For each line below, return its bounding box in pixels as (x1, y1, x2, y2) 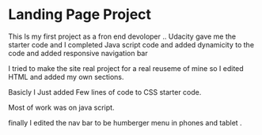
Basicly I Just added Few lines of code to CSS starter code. (8, 87, 202, 96)
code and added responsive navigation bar (8, 48, 148, 58)
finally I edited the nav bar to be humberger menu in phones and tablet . (8, 118, 243, 127)
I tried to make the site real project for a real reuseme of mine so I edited (8, 63, 244, 73)
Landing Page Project (8, 6, 152, 24)
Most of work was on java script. (8, 103, 115, 112)
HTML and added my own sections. (8, 72, 124, 81)
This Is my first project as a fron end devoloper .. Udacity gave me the (8, 32, 236, 41)
